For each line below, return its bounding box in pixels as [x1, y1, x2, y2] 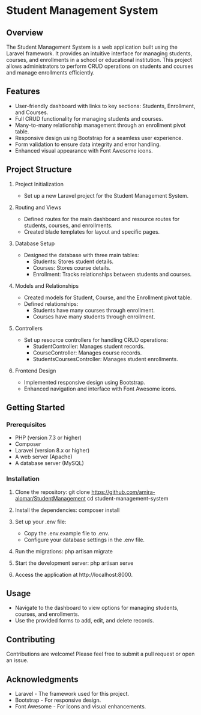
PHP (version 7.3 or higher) [14, 434, 82, 442]
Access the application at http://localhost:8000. [14, 571, 133, 578]
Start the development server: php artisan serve [14, 559, 134, 567]
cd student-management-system [86, 494, 169, 502]
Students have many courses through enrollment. [32, 306, 155, 314]
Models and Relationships [14, 282, 79, 289]
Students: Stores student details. [32, 258, 114, 265]
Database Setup [14, 240, 55, 247]
